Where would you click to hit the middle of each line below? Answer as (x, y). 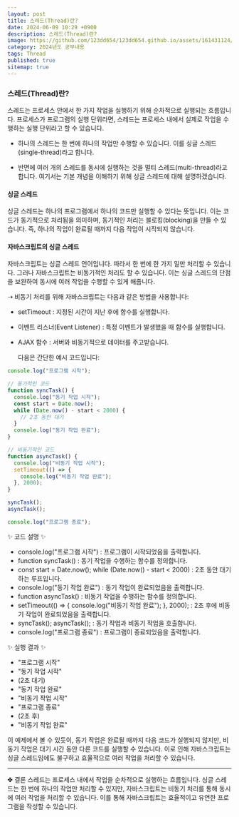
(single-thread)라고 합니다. (56, 152)
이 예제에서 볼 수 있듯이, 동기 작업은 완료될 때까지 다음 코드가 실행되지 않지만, (115, 740)
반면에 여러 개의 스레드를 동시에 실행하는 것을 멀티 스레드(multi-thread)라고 (122, 167)
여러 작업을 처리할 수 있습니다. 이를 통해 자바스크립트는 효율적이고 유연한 (115, 797)
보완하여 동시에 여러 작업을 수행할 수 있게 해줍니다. (85, 282)
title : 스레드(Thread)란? (43, 21)
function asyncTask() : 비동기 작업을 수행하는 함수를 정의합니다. (107, 596)
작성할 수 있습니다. (52, 806)
